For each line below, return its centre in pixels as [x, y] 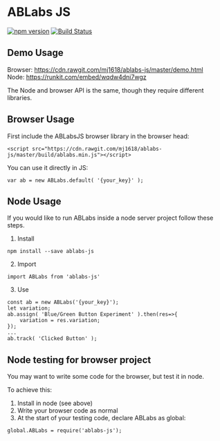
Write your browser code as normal [67, 411]
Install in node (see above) [55, 403]
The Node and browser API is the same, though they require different [106, 90]
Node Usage [34, 201]
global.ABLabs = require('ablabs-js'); [65, 431]
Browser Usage [41, 119]
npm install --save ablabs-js [51, 252]
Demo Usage [35, 53]
